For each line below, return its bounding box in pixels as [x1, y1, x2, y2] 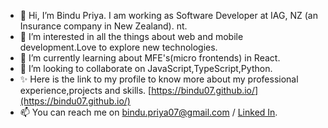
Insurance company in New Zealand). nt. [19, 20, 188, 32]
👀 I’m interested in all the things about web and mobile [19, 31, 244, 42]
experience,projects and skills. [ [19, 85, 152, 96]
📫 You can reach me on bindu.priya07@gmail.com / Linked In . [19, 106, 278, 118]
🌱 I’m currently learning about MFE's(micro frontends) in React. [19, 52, 281, 64]
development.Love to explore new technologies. [19, 41, 218, 53]
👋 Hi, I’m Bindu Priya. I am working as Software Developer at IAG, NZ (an [19, 10, 318, 21]
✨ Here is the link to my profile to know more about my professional [19, 73, 299, 85]
